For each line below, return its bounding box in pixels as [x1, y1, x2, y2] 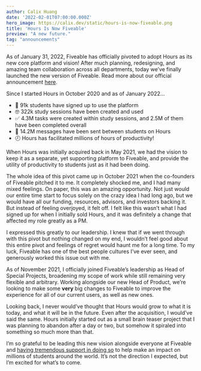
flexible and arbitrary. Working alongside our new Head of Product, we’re [6, 279, 187, 285]
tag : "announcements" [6, 37, 60, 42]
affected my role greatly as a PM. [6, 217, 88, 224]
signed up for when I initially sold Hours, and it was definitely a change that [6, 211, 191, 218]
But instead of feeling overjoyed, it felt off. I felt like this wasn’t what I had [6, 205, 187, 211]
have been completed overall [14, 121, 87, 129]
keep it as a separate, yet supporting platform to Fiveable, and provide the [6, 155, 189, 162]
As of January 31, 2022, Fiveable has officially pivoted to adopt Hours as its [6, 53, 193, 60]
